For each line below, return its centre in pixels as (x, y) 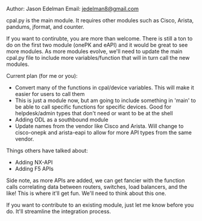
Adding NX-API (34, 162)
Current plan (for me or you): (42, 76)
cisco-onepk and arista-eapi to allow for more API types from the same (103, 133)
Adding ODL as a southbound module (62, 120)
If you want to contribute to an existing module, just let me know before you (100, 205)
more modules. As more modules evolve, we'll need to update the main (94, 51)
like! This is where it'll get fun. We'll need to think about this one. (86, 193)
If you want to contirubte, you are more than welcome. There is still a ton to (99, 38)
